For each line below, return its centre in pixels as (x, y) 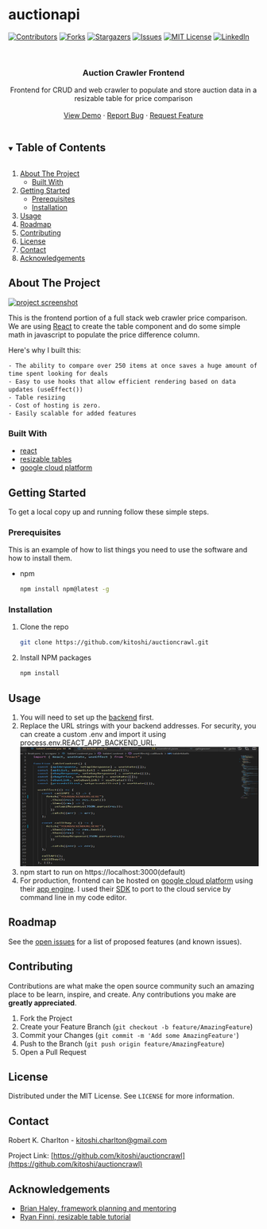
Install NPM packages (55, 657)
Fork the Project (46, 1018)
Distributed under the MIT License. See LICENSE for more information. (121, 1096)
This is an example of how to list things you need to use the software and (128, 550)
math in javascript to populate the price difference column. (104, 334)
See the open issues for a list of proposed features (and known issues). (125, 942)
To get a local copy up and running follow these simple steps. (108, 512)
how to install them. (41, 558)
